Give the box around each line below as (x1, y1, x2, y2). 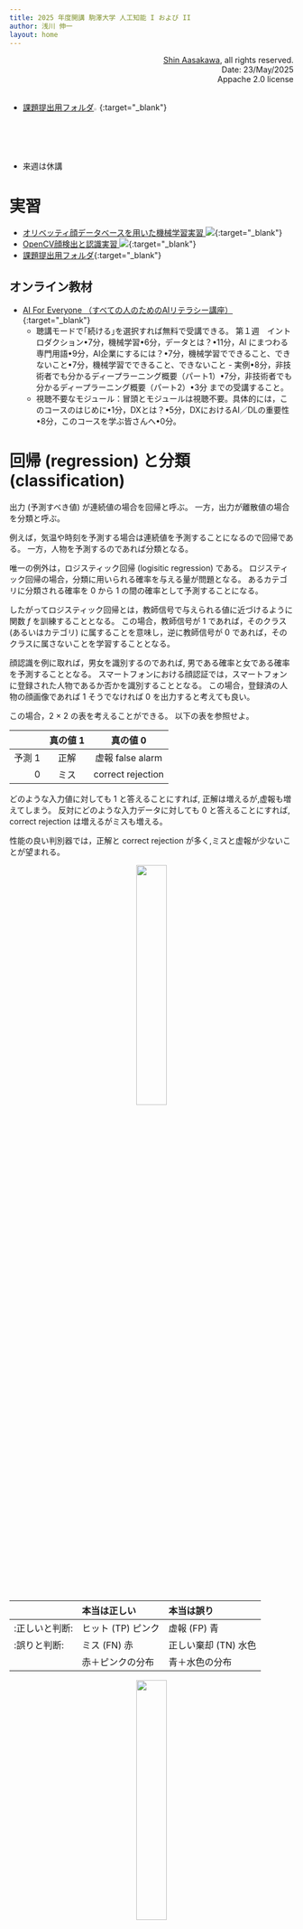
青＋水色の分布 (168, 1656, 233, 1669)
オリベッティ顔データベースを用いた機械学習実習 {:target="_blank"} (22, 228, 282, 238)
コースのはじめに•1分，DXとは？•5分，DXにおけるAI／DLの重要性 (43, 405, 290, 415)
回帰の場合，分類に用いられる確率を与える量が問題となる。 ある (24, 574, 264, 585)
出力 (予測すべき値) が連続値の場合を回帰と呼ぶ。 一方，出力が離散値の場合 (9, 502, 290, 513)
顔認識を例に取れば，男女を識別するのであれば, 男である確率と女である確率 (9, 657, 290, 668)
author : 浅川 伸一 (9, 22, 74, 31)
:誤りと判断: (14, 1639, 65, 1652)
